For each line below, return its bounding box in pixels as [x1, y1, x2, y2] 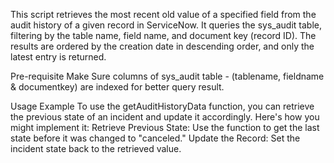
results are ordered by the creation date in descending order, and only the [10, 40, 315, 52]
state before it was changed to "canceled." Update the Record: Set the [10, 132, 301, 144]
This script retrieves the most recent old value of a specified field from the [10, 9, 317, 20]
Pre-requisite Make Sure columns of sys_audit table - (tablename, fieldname [10, 70, 325, 82]
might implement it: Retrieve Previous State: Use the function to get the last [10, 122, 320, 133]
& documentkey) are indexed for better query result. [10, 81, 225, 93]
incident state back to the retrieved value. [10, 143, 182, 154]
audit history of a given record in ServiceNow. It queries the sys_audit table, [10, 19, 323, 31]
